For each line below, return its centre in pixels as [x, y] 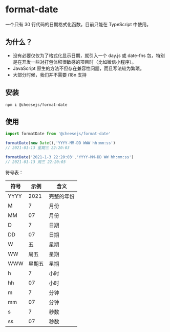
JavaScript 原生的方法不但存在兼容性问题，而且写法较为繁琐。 [78, 68]
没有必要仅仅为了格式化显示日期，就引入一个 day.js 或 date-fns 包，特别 [89, 56]
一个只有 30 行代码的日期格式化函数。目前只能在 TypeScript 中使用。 [78, 24]
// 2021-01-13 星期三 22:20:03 [38, 148]
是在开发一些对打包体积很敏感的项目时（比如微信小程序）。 [75, 62]
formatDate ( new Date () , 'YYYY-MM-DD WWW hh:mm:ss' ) [60, 143]
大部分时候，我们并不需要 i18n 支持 [50, 75]
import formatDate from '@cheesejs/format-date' [58, 134]
